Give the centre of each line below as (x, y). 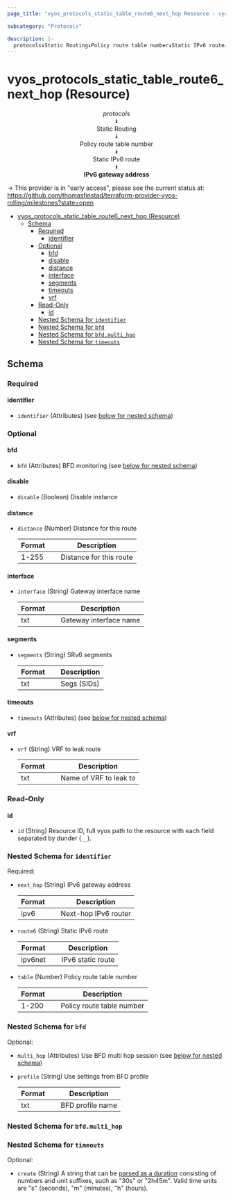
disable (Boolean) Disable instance (67, 497)
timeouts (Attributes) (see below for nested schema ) (92, 718)
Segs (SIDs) (80, 684)
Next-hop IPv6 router (96, 914)
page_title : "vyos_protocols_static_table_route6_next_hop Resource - (111, 14)
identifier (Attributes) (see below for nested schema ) (95, 415)
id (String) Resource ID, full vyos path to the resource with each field (115, 831)
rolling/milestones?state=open (51, 203)
